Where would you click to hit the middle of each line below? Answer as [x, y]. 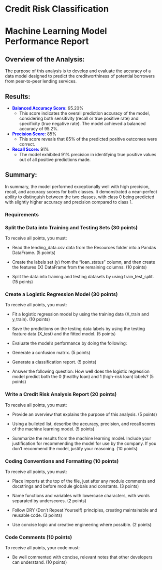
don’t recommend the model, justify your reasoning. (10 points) [75, 448]
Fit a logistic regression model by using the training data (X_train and [80, 314]
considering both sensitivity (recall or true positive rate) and [79, 118]
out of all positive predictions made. [55, 159]
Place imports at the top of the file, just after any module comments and [83, 481]
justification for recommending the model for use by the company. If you [84, 443]
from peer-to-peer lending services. [41, 81]
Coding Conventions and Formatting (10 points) [62, 461]
